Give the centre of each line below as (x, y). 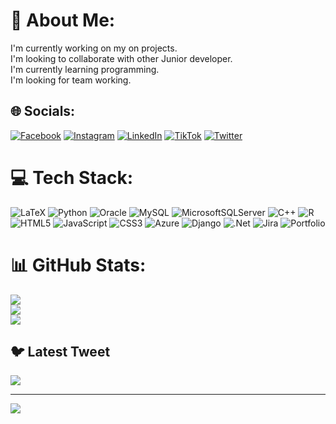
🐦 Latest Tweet (60, 352)
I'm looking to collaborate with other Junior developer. (121, 58)
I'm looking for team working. (71, 80)
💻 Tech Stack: (72, 177)
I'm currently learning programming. (85, 69)
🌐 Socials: (43, 111)
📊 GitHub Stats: (78, 265)
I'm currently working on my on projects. (94, 48)
